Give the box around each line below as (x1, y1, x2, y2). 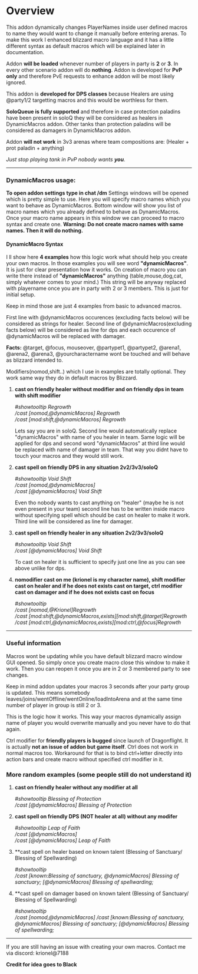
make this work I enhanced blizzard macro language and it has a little (6, 36, 174, 43)
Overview (6, 4, 55, 18)
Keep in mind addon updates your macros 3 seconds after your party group (6, 682, 190, 690)
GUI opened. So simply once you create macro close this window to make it (6, 659, 190, 666)
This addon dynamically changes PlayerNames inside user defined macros (6, 24, 187, 31)
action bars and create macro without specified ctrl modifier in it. (6, 755, 164, 762)
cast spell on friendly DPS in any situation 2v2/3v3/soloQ (14, 464, 158, 471)
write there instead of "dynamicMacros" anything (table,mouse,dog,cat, (6, 272, 183, 279)
